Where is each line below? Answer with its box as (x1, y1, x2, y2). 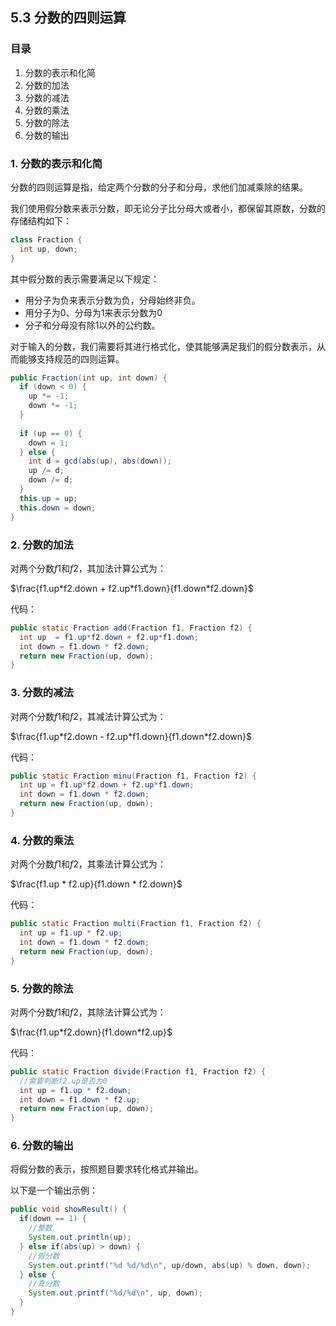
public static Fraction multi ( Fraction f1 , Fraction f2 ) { (10, 919, 262, 929)
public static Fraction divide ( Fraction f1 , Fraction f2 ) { (10, 1066, 267, 1077)
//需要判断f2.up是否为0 (19, 1076, 108, 1086)
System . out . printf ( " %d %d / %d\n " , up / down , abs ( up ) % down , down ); (28, 1260, 311, 1270)
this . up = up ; (19, 493, 78, 503)
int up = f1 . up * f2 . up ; (19, 928, 123, 938)
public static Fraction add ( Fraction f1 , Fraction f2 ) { (10, 623, 253, 633)
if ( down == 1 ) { (19, 1214, 87, 1224)
